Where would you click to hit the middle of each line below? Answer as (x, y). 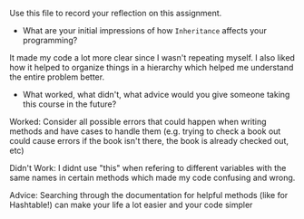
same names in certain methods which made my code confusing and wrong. (152, 177)
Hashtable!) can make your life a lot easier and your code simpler (131, 205)
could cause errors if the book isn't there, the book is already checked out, (149, 141)
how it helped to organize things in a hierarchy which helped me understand (152, 67)
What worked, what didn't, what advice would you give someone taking (156, 95)
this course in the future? (69, 104)
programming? (50, 40)
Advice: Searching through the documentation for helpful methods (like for (149, 195)
